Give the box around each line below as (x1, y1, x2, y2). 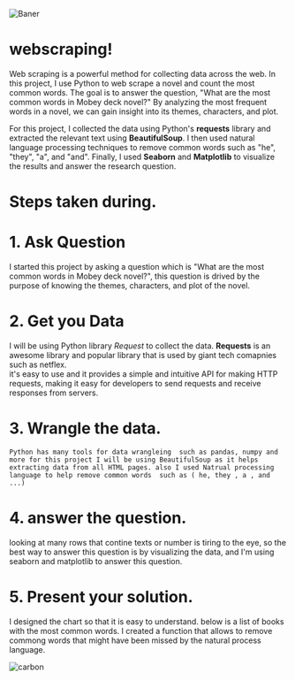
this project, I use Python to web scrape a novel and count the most (9, 78, 255, 88)
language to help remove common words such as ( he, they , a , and (9, 470, 271, 479)
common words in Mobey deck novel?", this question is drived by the (9, 271, 261, 282)
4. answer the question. (9, 508, 187, 528)
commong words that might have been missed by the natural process (9, 635, 262, 646)
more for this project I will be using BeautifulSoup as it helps (9, 455, 259, 464)
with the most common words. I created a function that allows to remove (9, 625, 273, 636)
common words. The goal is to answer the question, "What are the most (9, 87, 271, 97)
